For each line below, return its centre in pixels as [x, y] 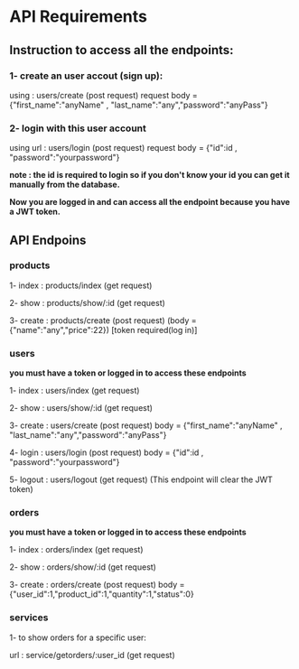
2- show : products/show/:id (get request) [87, 302]
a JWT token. [35, 212]
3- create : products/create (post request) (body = [103, 320]
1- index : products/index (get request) [81, 285]
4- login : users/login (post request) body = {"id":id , [107, 452]
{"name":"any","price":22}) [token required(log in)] [103, 330]
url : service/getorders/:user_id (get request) [93, 655]
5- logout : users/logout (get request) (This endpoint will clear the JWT [141, 479]
